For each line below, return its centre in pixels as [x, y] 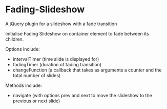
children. [15, 39]
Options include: [23, 49]
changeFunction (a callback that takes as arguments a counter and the [87, 70]
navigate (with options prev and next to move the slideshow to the [82, 95]
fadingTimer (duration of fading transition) [57, 64]
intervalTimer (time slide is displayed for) [56, 59]
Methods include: [24, 85]
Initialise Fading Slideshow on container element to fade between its [77, 33]
